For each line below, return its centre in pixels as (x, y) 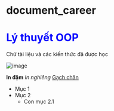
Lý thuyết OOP (42, 38)
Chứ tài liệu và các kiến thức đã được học (57, 54)
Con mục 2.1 (39, 101)
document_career (51, 10)
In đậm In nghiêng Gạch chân (42, 78)
